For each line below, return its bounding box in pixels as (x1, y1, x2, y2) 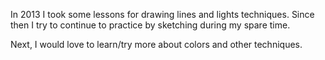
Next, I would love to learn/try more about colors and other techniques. (10, 39, 303, 50)
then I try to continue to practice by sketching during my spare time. (10, 19, 291, 31)
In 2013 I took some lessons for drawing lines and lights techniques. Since (10, 9, 315, 20)
